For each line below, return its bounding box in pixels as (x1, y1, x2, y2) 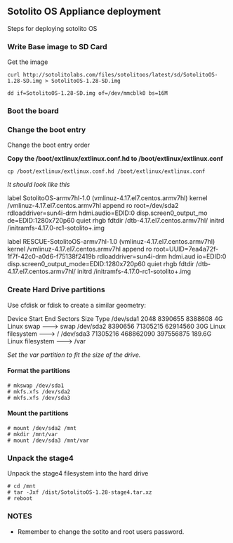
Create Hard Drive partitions (7, 284, 105, 294)
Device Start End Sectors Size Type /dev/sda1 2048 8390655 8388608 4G (7, 314, 223, 322)
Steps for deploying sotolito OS (7, 24, 98, 32)
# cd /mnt (7, 483, 36, 490)
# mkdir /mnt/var (7, 431, 58, 438)
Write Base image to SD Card (7, 41, 107, 51)
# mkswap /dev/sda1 (7, 382, 65, 389)
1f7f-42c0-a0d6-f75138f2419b (7, 252, 96, 261)
